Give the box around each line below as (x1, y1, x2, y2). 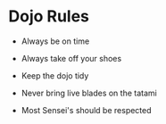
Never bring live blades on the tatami (21, 87, 157, 98)
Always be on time (21, 36, 90, 46)
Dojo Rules (8, 6, 90, 27)
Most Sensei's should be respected (21, 104, 153, 115)
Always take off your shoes (21, 53, 122, 63)
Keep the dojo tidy (21, 70, 89, 81)
